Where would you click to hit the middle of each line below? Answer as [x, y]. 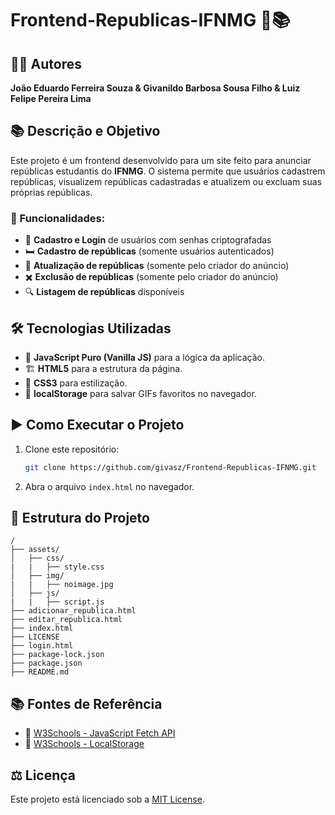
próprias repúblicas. [51, 192]
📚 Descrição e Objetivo [85, 131]
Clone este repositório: [72, 449]
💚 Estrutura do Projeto [80, 518]
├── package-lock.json [57, 655]
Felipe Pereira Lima [51, 98]
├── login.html [42, 646]
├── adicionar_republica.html [73, 611]
